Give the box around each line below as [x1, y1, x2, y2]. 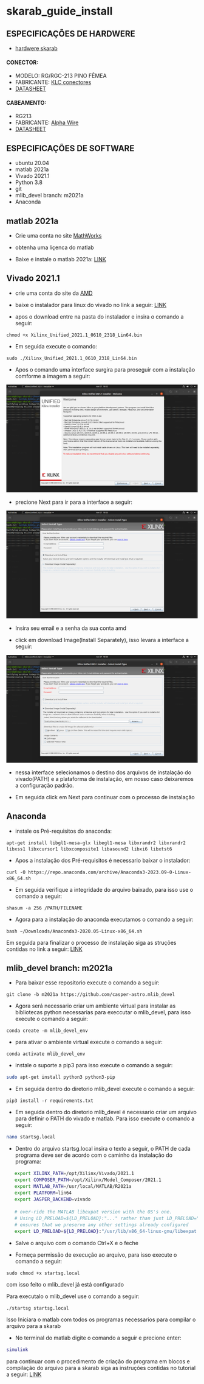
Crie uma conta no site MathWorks [15, 232, 102, 239]
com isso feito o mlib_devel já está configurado [6, 1280, 124, 1288]
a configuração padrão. [15, 782, 74, 789]
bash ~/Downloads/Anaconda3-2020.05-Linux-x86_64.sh [6, 928, 143, 934]
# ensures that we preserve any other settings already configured [14, 1222, 189, 1228]
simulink [6, 1346, 29, 1353]
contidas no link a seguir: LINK [6, 945, 83, 953]
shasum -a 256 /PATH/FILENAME [6, 905, 83, 911]
